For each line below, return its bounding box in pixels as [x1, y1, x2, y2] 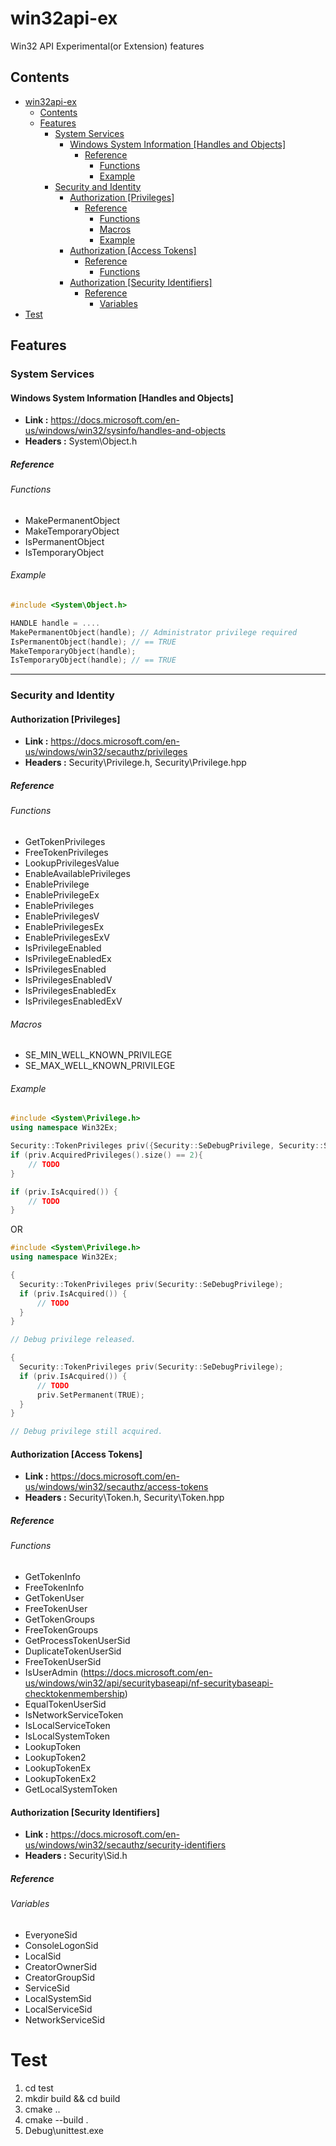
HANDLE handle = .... [10, 618, 101, 628]
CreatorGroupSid [24, 1971, 96, 1983]
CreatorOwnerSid [24, 1960, 98, 1972]
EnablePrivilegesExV [24, 932, 110, 943]
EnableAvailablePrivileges [24, 868, 131, 879]
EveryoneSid [24, 1928, 78, 1941]
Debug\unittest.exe [24, 2124, 105, 2136]
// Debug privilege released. [10, 1335, 137, 1345]
